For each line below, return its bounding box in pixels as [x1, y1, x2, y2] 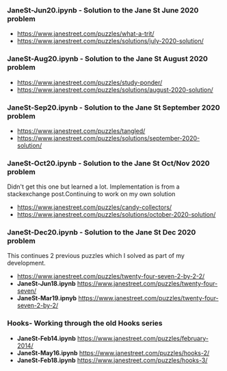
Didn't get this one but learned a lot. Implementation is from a [7, 182, 180, 191]
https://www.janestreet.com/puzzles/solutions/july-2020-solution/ [16, 37, 204, 45]
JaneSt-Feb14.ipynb [16, 334, 77, 342]
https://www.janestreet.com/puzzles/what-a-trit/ [16, 29, 155, 38]
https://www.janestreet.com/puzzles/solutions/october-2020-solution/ [16, 211, 216, 219]
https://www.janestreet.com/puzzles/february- [77, 334, 209, 342]
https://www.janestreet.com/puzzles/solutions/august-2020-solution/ [16, 85, 213, 94]
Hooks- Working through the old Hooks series [7, 318, 163, 328]
